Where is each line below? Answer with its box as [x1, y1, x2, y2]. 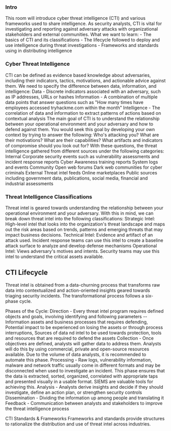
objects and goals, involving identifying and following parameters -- [5, 313, 148, 319]
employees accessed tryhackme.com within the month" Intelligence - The [5, 105, 160, 111]
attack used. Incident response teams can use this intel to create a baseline [5, 237, 164, 243]
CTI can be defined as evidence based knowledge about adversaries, [5, 72, 151, 78]
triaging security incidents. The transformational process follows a [5, 292, 145, 299]
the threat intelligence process [5, 405, 70, 412]
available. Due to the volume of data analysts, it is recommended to [5, 351, 147, 358]
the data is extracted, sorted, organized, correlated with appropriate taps [5, 373, 158, 379]
